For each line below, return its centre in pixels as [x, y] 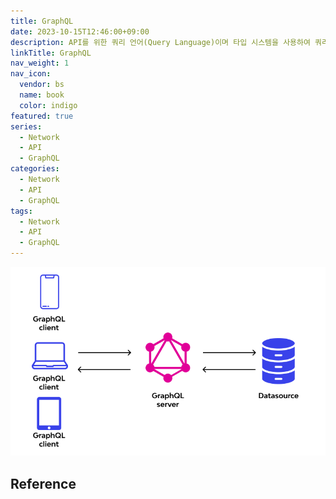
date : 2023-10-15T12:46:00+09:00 [80, 31]
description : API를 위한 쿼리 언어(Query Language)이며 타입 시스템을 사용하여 [160, 42]
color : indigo [48, 105]
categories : [35, 169]
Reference [43, 483]
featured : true [42, 116]
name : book [42, 95]
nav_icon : [31, 74]
